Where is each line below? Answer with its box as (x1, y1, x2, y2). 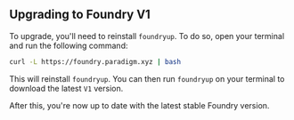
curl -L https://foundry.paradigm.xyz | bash (9, 57, 181, 66)
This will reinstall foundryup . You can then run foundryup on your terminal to (9, 73, 285, 84)
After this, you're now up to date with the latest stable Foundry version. (9, 100, 270, 110)
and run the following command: (9, 40, 128, 51)
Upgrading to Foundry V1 (9, 7, 151, 22)
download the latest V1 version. (9, 83, 124, 93)
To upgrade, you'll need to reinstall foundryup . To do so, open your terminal (9, 30, 285, 41)
